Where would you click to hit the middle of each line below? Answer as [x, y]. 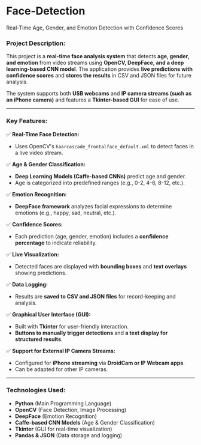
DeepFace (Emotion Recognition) [56, 416]
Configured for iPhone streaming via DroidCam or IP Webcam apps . [100, 363]
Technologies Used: [36, 390]
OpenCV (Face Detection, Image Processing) [71, 410]
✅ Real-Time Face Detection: [43, 134]
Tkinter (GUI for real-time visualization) [63, 429]
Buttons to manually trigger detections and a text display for [91, 333]
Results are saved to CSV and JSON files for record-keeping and [95, 296]
